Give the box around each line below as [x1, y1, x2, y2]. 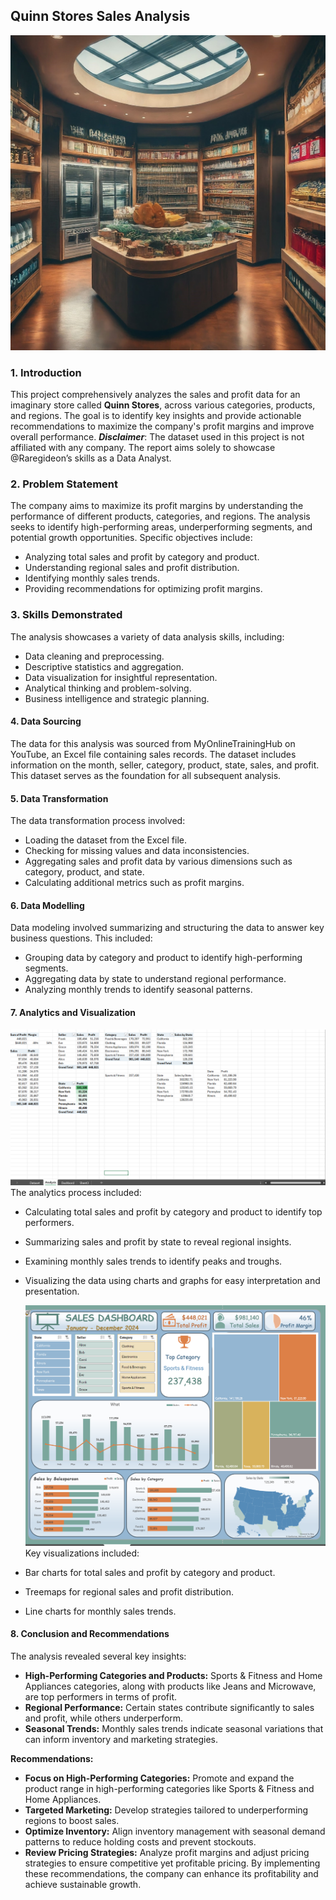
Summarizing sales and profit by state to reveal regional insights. [24, 1235, 292, 1248]
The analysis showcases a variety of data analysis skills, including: [10, 630, 285, 643]
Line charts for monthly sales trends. [24, 1605, 177, 1617]
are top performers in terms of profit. [24, 1690, 178, 1703]
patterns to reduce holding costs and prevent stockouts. [24, 1835, 257, 1848]
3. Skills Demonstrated [10, 608, 123, 622]
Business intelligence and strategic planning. [24, 692, 210, 704]
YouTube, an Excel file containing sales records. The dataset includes [10, 748, 297, 760]
